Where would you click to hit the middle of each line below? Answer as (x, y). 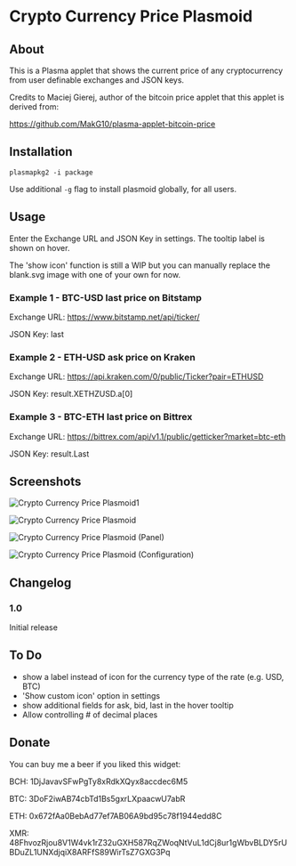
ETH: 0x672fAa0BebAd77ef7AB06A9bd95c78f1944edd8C (116, 815)
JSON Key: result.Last (49, 453)
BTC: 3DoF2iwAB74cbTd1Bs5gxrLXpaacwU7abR (97, 798)
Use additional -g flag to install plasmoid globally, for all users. (123, 189)
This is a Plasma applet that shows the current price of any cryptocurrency (146, 70)
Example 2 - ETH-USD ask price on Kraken (102, 357)
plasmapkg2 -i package (51, 172)
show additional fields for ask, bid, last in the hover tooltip (128, 705)
